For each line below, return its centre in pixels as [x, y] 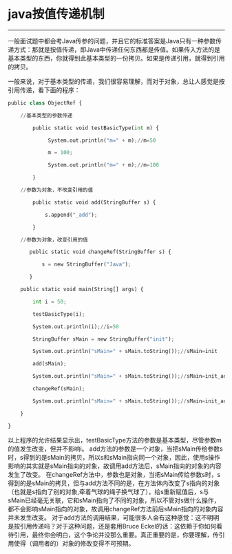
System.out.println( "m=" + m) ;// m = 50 [102, 140]
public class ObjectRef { [45, 103]
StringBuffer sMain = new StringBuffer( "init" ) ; [104, 339]
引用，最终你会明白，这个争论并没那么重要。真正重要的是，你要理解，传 [116, 535]
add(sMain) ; [50, 364]
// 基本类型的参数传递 [46, 115]
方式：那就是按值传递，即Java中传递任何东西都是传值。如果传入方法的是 [117, 50]
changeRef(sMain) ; [59, 389]
